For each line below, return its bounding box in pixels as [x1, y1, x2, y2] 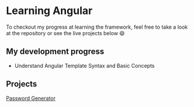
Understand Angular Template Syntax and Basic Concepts [14, 62, 155, 69]
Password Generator [6, 95, 56, 102]
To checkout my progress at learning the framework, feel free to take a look [6, 23, 188, 30]
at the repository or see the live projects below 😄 [6, 29, 125, 36]
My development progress [6, 47, 105, 57]
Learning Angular [6, 4, 93, 18]
